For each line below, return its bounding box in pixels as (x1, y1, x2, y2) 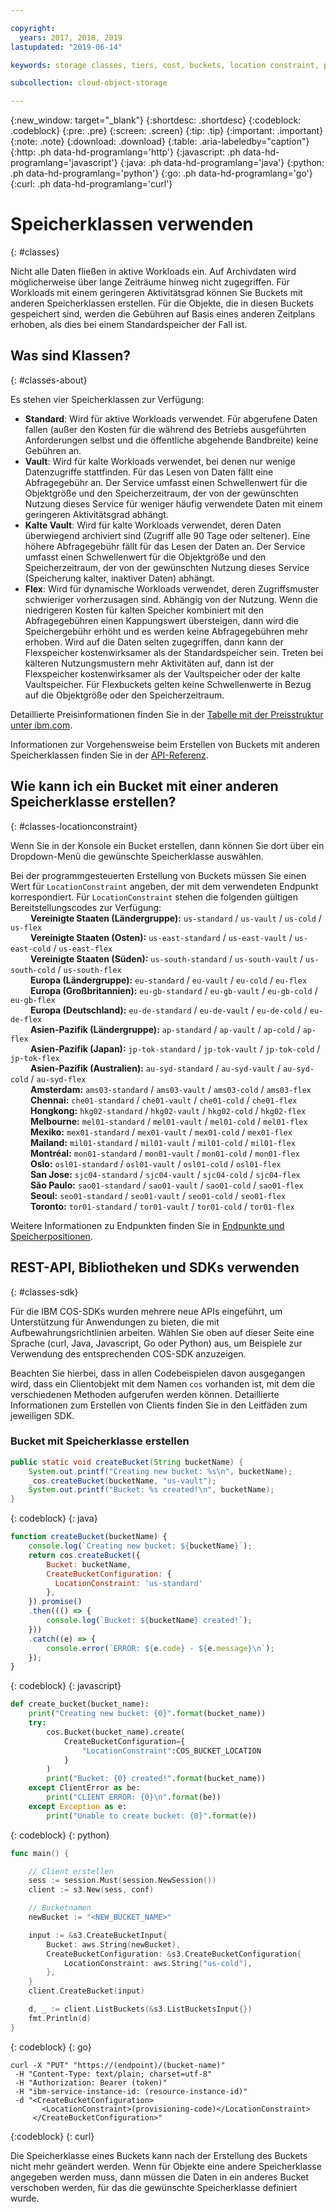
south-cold (10, 965, 56, 975)
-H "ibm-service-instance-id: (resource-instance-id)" (14, 2086, 248, 2096)
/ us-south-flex (57, 963, 122, 975)
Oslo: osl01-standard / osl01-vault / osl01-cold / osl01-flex (29, 1157, 282, 1170)
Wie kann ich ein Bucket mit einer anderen (10, 778, 279, 795)
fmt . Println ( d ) (28, 2013, 92, 2023)
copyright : (10, 23, 56, 33)
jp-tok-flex (10, 1053, 60, 1063)
